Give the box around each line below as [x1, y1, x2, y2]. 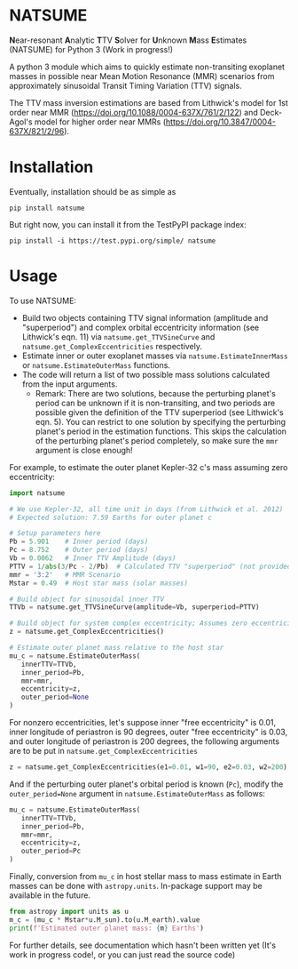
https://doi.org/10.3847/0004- [165, 116, 277, 127]
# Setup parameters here [9, 529, 101, 538]
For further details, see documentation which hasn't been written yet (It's [9, 940, 277, 950]
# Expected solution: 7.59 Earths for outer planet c [9, 513, 213, 522]
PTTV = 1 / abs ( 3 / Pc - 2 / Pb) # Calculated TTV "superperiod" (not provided [9, 562, 292, 571]
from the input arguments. [21, 379, 118, 389]
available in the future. [9, 890, 91, 901]
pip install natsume [9, 204, 86, 212]
